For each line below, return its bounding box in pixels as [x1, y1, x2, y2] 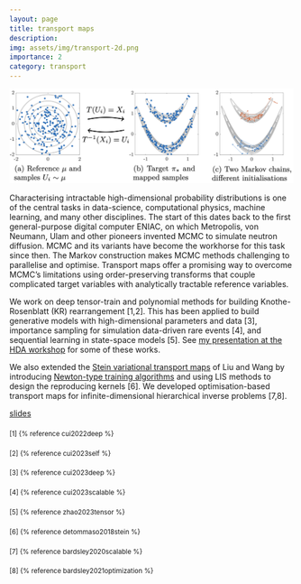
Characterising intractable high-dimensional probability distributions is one [9, 192, 287, 203]
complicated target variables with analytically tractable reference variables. [9, 278, 289, 289]
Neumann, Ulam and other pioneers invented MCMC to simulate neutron [9, 230, 278, 241]
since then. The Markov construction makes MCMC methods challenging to [9, 249, 290, 261]
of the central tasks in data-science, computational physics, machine [9, 201, 266, 212]
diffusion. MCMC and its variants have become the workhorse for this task [9, 240, 286, 251]
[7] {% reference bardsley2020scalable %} [9, 547, 142, 556]
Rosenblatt [9, 305, 50, 316]
